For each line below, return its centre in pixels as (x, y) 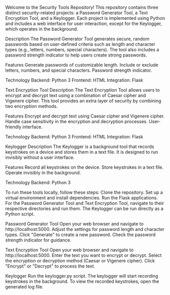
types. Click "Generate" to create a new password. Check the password (80, 234)
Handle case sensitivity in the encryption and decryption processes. (77, 121)
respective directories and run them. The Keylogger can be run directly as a (84, 209)
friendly (13, 127)
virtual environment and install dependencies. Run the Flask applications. (82, 198)
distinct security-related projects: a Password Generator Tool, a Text (77, 13)
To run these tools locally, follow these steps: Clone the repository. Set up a (84, 192)
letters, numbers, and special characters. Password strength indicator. (79, 70)
